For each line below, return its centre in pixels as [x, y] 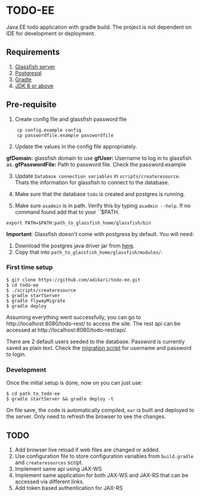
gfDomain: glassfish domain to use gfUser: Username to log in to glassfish [99, 158]
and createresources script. [49, 462]
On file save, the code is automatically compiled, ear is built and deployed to [100, 410]
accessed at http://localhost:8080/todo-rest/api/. [67, 329]
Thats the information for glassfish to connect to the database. [92, 182]
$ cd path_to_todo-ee [33, 394]
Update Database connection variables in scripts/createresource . [98, 176]
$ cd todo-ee [22, 285]
